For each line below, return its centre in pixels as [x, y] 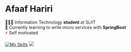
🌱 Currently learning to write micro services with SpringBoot [65, 27]
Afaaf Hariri [29, 9]
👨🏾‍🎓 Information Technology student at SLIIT [50, 22]
